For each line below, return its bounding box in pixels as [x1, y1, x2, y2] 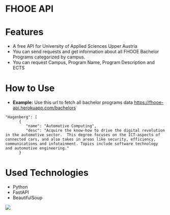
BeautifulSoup [12, 195, 43, 201]
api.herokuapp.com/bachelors [12, 105, 76, 111]
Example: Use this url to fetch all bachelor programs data [12, 100, 133, 106]
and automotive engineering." [5, 146, 70, 151]
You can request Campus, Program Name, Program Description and [12, 59, 155, 66]
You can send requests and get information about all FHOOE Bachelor [12, 49, 159, 55]
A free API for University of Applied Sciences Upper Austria [12, 43, 137, 49]
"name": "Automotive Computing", [25, 124, 97, 129]
